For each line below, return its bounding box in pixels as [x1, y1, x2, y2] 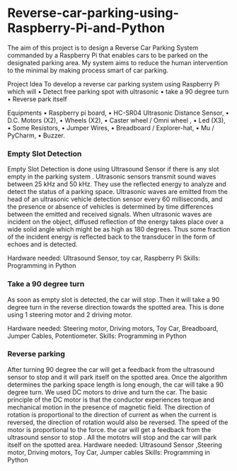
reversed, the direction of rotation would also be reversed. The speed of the [7, 418, 229, 426]
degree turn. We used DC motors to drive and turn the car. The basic [7, 387, 208, 396]
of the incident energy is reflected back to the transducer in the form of [7, 232, 216, 242]
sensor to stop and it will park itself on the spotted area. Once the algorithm [7, 373, 228, 381]
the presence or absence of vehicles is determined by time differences [7, 203, 214, 211]
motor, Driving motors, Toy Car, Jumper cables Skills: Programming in [7, 448, 210, 456]
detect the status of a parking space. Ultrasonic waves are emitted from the [7, 188, 228, 196]
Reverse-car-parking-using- [7, 5, 179, 21]
